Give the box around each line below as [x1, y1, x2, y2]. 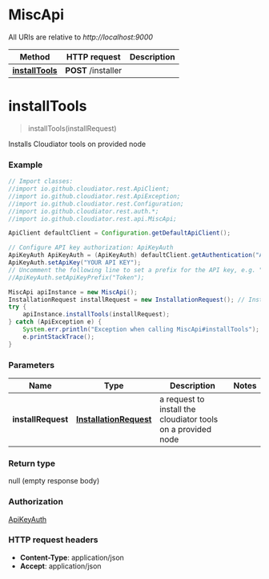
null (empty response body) [8, 476, 100, 486]
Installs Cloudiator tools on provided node [8, 139, 147, 149]
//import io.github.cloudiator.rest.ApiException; [8, 192, 181, 200]
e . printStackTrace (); [22, 332, 94, 340]
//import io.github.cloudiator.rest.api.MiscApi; [8, 214, 178, 222]
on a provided [159, 423, 212, 434]
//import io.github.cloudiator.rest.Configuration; [8, 199, 184, 208]
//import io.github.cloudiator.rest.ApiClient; [8, 185, 171, 194]
